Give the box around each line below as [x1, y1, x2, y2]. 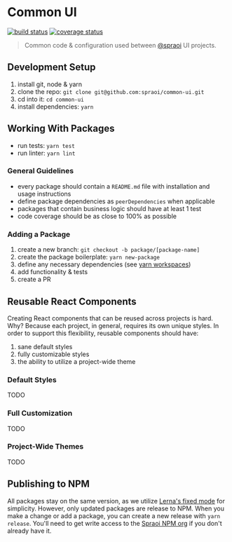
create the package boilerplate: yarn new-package [17, 253, 160, 262]
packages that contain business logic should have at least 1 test [17, 204, 202, 212]
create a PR [17, 275, 51, 284]
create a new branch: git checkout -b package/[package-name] [17, 245, 200, 254]
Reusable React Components [7, 295, 137, 307]
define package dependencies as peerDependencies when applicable [17, 197, 215, 205]
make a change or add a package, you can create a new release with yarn [7, 511, 221, 520]
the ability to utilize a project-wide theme [17, 357, 136, 365]
